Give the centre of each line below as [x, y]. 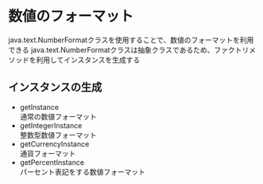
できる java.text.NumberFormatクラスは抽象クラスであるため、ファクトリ [129, 49]
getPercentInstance [52, 162]
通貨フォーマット [48, 153]
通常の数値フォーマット [58, 116]
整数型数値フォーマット [58, 135]
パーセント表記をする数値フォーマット [82, 171]
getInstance [39, 107]
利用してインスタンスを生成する [88, 60]
